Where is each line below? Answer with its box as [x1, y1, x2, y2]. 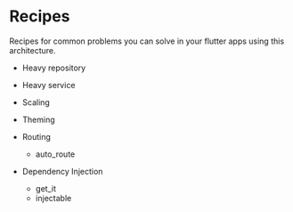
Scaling [21, 96, 51, 108]
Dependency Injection [21, 166, 103, 176]
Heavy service [21, 79, 76, 90]
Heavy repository [21, 62, 86, 73]
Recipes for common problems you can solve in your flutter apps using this [9, 36, 285, 46]
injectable [35, 192, 72, 203]
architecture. [9, 45, 56, 55]
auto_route [35, 149, 76, 159]
